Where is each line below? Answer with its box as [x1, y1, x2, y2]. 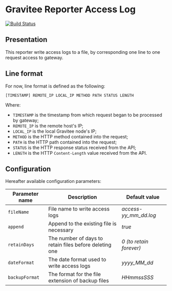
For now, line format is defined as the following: [5, 83, 105, 89]
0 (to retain [121, 238, 148, 245]
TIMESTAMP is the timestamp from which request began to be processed [12, 112, 162, 118]
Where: [5, 101, 21, 108]
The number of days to [48, 235, 103, 242]
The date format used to [48, 256, 106, 263]
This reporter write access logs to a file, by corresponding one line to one [5, 49, 160, 55]
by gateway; [12, 117, 39, 123]
